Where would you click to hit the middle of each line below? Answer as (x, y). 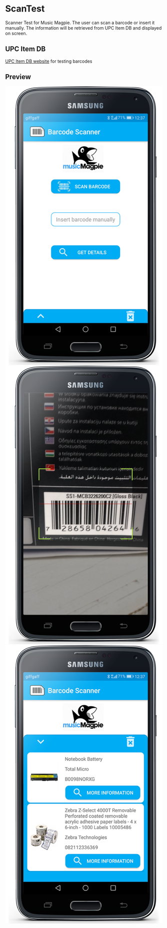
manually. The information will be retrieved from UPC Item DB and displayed (83, 28)
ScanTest (25, 9)
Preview (18, 77)
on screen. (16, 33)
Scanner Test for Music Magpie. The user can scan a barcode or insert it (80, 23)
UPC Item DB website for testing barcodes (49, 61)
